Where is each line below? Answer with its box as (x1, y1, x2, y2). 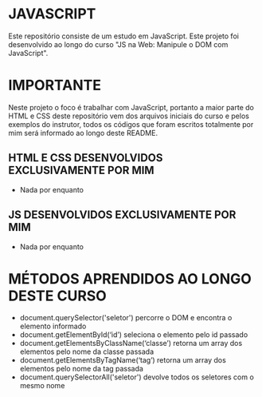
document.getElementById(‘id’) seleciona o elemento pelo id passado (19, 330, 248, 339)
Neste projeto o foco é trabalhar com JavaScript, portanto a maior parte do (8, 102, 255, 112)
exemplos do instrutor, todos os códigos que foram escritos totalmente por (8, 119, 254, 129)
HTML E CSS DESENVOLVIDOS (8, 151, 163, 165)
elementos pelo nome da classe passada (19, 347, 154, 356)
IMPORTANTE (8, 77, 102, 94)
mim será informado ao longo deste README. (8, 128, 158, 137)
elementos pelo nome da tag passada (19, 364, 143, 374)
